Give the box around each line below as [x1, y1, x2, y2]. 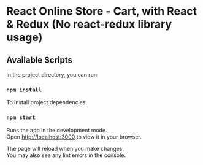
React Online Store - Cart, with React [6, 4, 197, 18]
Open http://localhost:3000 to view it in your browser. [6, 133, 142, 140]
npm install [6, 86, 42, 93]
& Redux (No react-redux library [6, 17, 172, 31]
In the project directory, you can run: [6, 71, 99, 78]
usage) [6, 31, 43, 44]
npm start [6, 114, 36, 121]
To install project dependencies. [6, 99, 88, 106]
